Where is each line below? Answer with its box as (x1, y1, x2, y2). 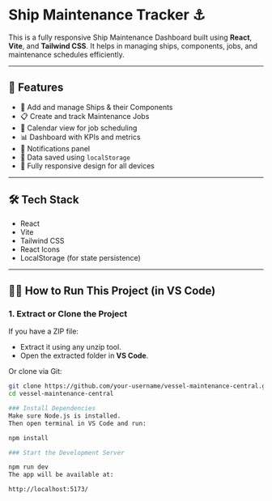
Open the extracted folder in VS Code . (19, 350, 149, 361)
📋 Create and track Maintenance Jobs (19, 111, 150, 121)
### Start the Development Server (8, 448, 125, 456)
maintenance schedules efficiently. (8, 49, 125, 59)
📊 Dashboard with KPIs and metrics (19, 132, 141, 142)
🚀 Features (8, 81, 64, 95)
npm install (8, 434, 49, 442)
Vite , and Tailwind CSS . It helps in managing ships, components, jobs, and (8, 40, 257, 50)
